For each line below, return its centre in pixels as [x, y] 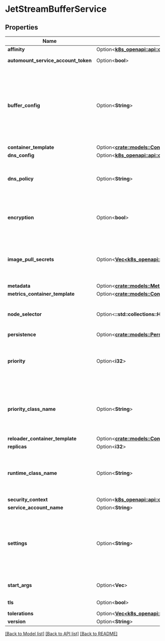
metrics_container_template [41, 294]
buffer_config [24, 105]
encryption [21, 218]
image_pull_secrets [31, 259]
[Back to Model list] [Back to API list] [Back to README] [61, 634]
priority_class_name [32, 409]
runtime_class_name [32, 473]
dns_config [21, 155]
